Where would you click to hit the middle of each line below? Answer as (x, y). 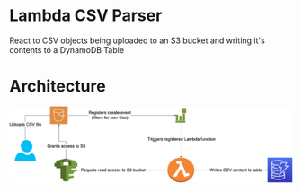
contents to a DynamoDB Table (67, 49)
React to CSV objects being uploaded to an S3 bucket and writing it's (137, 40)
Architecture (58, 87)
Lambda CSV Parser (86, 16)
